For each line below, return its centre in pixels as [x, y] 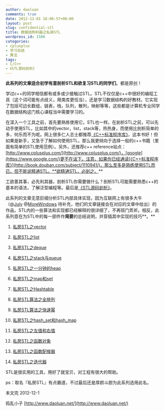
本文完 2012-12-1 [23, 393]
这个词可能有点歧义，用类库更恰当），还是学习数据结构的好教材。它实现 [86, 100]
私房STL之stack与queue [37, 258]
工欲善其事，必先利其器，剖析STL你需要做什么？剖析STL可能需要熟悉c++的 [82, 182]
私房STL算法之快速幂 [34, 310]
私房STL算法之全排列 [34, 299]
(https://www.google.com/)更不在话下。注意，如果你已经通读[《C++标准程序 [82, 159]
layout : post [19, 23]
